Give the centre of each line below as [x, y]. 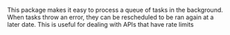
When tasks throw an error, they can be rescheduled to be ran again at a [110, 17]
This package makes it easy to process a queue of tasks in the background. [115, 10]
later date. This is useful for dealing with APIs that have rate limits [100, 24]
